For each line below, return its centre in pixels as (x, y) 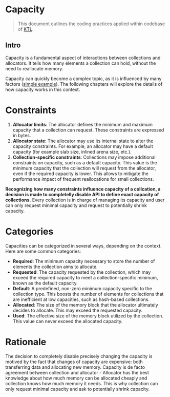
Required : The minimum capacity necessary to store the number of (84, 261)
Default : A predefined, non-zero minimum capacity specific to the (82, 288)
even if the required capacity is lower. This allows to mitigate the (80, 174)
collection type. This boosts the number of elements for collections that (88, 294)
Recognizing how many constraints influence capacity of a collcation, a (83, 189)
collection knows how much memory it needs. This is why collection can (82, 383)
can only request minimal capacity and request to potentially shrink (76, 205)
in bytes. (22, 135)
